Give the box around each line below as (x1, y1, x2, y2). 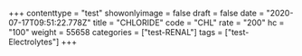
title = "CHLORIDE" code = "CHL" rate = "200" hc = (92, 17, 285, 28)
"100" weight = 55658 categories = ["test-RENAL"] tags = (8, 27, 223, 37)
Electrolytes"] (8, 36, 60, 47)
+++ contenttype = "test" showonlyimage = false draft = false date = (8, 8, 265, 18)
